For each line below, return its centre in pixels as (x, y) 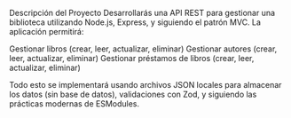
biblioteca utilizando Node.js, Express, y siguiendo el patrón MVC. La (135, 22)
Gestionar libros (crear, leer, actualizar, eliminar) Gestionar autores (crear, (143, 49)
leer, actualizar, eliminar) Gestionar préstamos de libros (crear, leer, (132, 58)
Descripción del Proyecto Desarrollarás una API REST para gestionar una (142, 13)
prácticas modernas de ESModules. (75, 104)
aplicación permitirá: (47, 31)
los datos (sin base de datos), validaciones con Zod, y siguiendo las (133, 94)
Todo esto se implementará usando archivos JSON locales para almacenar (145, 85)
